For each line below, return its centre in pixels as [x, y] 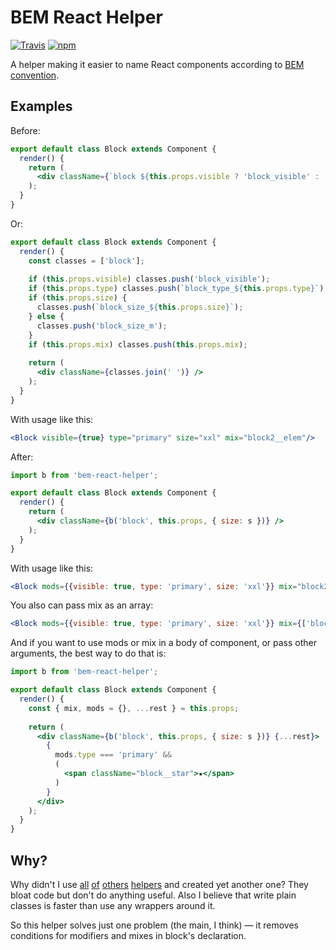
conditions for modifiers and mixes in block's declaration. [128, 935]
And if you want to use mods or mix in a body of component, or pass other [163, 643]
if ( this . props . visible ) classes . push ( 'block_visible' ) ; [149, 279]
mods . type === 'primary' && [113, 755]
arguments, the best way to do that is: [88, 653]
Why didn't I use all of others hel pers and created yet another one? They [159, 884]
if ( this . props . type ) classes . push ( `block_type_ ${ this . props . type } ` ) [176, 289]
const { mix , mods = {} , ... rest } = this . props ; [134, 708]
